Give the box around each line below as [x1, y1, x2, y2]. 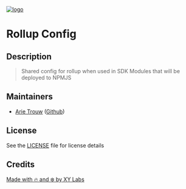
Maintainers [6, 91, 53, 102]
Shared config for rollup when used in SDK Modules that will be [21, 68, 181, 74]
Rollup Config [6, 27, 77, 41]
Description [6, 51, 52, 62]
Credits [6, 159, 35, 170]
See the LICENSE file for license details [6, 141, 105, 149]
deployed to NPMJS [21, 74, 72, 81]
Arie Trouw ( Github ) [15, 107, 65, 115]
